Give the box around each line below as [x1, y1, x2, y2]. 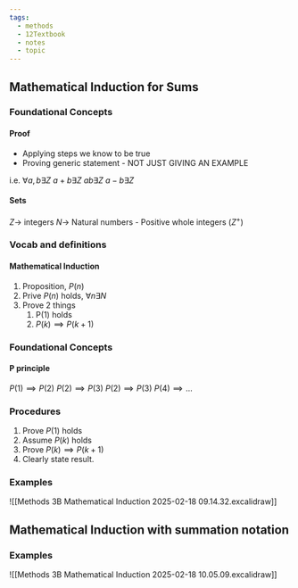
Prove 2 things [21, 300, 76, 311]
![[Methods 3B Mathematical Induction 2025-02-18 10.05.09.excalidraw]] [9, 569, 277, 580]
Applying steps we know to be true [21, 148, 151, 159]
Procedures [9, 405, 61, 418]
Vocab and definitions [9, 238, 107, 251]
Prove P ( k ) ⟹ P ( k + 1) [21, 444, 104, 455]
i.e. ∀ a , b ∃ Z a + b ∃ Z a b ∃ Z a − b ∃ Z [9, 175, 135, 186]
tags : [9, 12, 29, 22]
